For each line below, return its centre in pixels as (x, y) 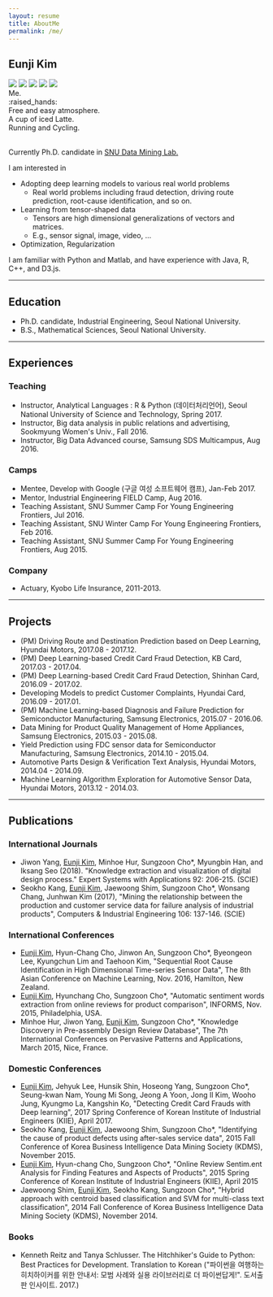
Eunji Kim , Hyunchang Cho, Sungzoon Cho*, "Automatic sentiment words (142, 996)
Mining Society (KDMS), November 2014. (89, 1216)
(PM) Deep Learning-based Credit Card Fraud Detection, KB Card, (131, 659)
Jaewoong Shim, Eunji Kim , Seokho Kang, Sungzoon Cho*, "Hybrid (132, 1190)
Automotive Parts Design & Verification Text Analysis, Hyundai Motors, (138, 762)
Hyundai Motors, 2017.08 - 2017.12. (78, 650)
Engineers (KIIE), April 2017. (66, 1121)
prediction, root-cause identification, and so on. (112, 201)
